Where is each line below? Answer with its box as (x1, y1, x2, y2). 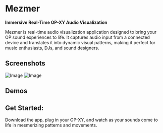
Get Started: (5, 104, 44, 112)
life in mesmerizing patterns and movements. (5, 122, 98, 128)
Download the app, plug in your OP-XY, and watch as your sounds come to (5, 117, 158, 123)
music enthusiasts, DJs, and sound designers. (5, 45, 99, 51)
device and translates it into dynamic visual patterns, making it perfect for (5, 39, 156, 45)
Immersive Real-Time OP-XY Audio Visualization (5, 19, 108, 25)
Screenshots (5, 59, 46, 67)
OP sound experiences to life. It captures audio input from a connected (5, 34, 150, 40)
